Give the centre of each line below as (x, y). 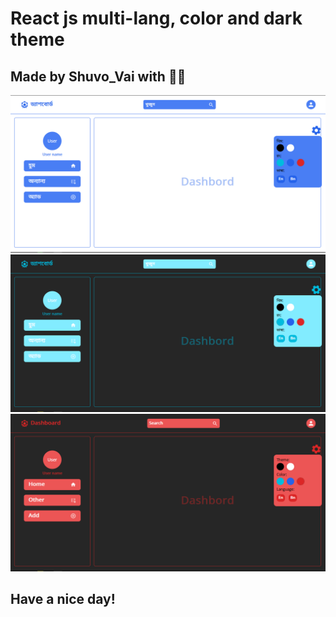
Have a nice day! (63, 599)
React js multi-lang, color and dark (156, 18)
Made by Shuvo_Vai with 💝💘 (98, 76)
